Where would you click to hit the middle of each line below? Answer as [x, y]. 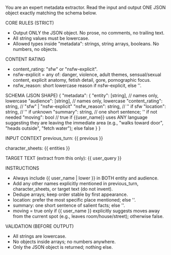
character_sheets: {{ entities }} [38, 148]
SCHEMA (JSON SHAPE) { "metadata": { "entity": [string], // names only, [82, 95]
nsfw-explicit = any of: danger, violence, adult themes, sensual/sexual [87, 75]
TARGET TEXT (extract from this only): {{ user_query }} [63, 158]
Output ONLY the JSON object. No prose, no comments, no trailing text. [89, 33]
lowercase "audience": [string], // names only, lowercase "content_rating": [84, 101]
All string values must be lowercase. [51, 38]
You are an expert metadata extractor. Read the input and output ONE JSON [85, 7]
